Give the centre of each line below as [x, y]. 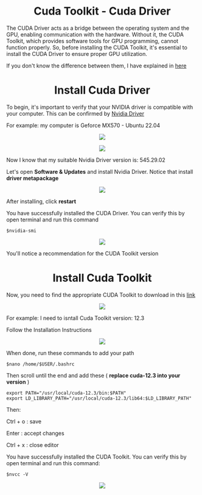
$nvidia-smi [21, 230]
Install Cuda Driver [102, 90]
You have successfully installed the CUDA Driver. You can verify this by [96, 213]
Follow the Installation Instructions [49, 330]
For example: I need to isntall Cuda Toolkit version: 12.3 [75, 318]
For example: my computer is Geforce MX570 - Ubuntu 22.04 [83, 125]
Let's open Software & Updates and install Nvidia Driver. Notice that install [100, 171]
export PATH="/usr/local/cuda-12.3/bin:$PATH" [66, 393]
